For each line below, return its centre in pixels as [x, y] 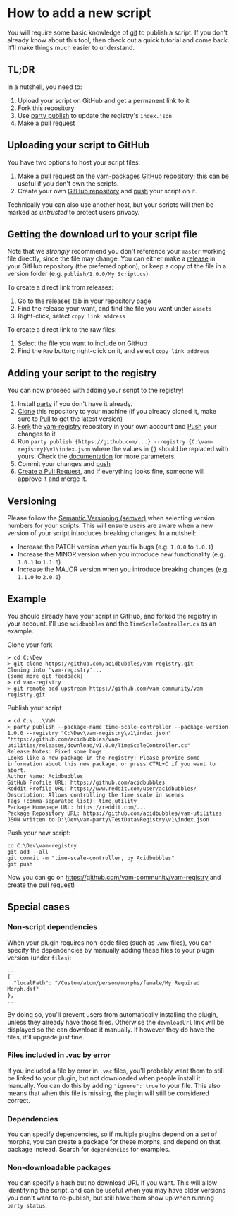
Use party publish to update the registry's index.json [95, 115]
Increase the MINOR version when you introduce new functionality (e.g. [121, 554]
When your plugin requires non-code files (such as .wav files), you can [110, 942]
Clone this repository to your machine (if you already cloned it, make [117, 412]
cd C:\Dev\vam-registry [42, 845]
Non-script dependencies [52, 927]
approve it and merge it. [52, 479]
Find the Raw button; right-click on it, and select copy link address [113, 351]
